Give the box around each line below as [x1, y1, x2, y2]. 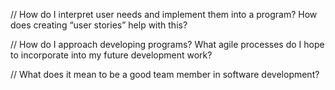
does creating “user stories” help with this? [10, 19, 188, 31]
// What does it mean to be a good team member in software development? [10, 69, 320, 80]
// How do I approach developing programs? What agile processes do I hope [10, 39, 325, 50]
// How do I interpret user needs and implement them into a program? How [10, 9, 318, 20]
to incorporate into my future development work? [10, 49, 213, 61]
